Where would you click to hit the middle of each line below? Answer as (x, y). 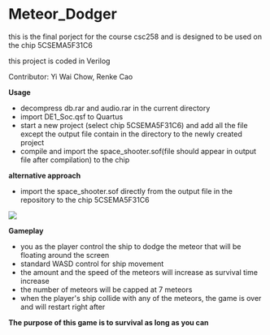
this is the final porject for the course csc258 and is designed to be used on (135, 37)
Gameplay (26, 230)
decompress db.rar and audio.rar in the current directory (115, 108)
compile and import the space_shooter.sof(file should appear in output (138, 151)
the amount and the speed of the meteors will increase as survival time (139, 272)
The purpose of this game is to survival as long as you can (109, 322)
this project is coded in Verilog (59, 61)
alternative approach (45, 175)
